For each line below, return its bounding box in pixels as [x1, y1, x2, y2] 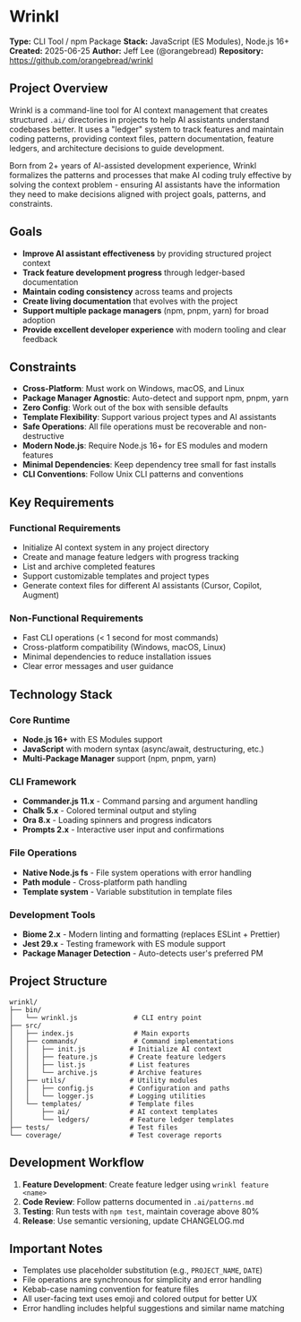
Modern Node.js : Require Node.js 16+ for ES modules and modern [21, 441, 269, 451]
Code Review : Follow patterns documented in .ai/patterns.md [21, 1196, 254, 1206]
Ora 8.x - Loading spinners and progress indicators [21, 815, 212, 826]
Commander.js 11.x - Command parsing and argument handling [21, 795, 258, 807]
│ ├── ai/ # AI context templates [9, 1107, 219, 1116]
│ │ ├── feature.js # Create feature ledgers [9, 1052, 227, 1061]
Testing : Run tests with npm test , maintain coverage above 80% [21, 1206, 260, 1216]
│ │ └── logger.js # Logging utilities [9, 1091, 206, 1101]
